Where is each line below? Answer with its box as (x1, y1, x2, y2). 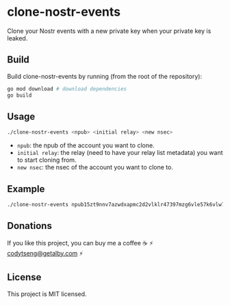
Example (7, 183, 45, 195)
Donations (7, 220, 53, 232)
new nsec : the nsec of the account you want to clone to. (16, 163, 173, 171)
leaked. (7, 34, 28, 42)
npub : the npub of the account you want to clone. (16, 141, 155, 149)
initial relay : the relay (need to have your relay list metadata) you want (16, 149, 223, 157)
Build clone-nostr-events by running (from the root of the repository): (7, 72, 203, 80)
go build (7, 92, 32, 99)
